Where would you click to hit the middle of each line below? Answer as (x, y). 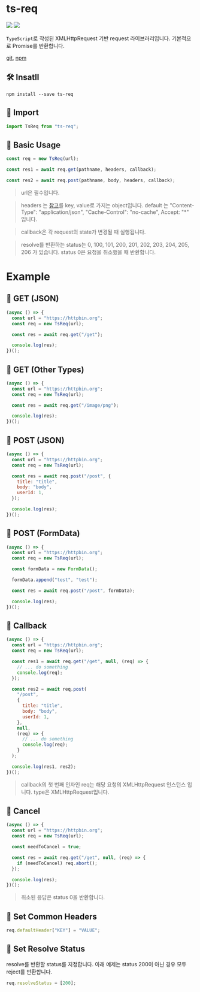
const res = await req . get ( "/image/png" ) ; (65, 405)
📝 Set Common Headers (52, 916)
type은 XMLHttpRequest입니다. (72, 792)
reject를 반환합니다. (29, 972)
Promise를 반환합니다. (38, 46)
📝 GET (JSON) (33, 299)
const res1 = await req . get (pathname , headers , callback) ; (81, 170)
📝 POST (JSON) (35, 440)
